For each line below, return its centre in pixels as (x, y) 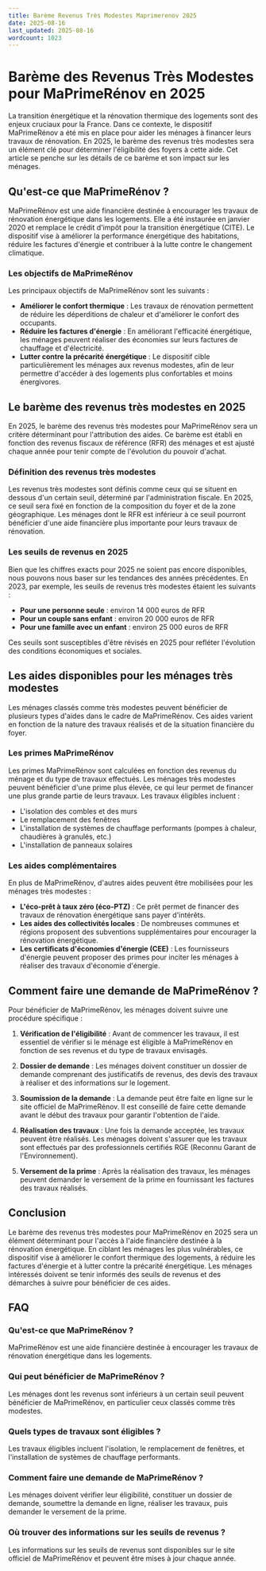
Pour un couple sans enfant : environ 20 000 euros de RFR (117, 618)
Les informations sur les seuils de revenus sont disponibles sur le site (122, 1550)
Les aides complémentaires (63, 865)
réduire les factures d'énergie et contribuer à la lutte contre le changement (130, 244)
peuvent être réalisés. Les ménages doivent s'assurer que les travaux (133, 1139)
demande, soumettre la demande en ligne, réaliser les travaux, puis (118, 1503)
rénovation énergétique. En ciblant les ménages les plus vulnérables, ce (126, 1249)
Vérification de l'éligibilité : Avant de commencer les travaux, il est (129, 1033)
